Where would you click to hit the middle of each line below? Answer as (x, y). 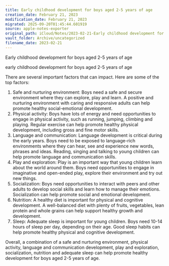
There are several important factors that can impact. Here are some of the (82, 77)
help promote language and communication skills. (65, 157)
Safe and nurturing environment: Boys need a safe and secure (77, 92)
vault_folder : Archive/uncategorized (45, 39)
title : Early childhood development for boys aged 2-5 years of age (79, 10)
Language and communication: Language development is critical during (87, 135)
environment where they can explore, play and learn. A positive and (83, 97)
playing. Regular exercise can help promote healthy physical (75, 124)
